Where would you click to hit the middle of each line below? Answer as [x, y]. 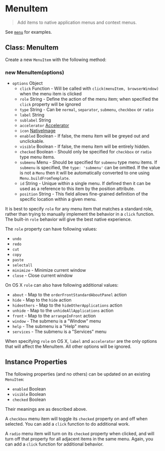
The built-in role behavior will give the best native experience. [69, 219]
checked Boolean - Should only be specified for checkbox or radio [85, 152]
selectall [22, 265]
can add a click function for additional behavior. [54, 444]
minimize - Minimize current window [49, 270]
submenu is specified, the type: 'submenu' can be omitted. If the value [90, 168]
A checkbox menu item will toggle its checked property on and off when [76, 419]
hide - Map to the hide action [42, 300]
